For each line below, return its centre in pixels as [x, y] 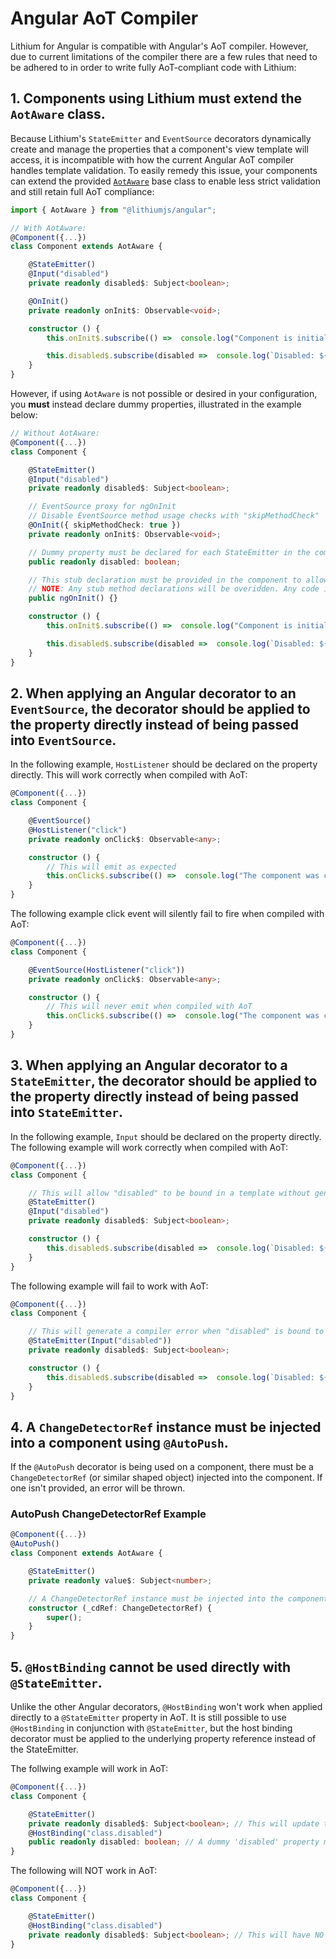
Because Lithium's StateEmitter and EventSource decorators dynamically [161, 138]
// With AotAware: [48, 228]
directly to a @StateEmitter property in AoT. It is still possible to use [148, 1718]
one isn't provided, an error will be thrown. [98, 1488]
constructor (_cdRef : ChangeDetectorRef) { [120, 1608]
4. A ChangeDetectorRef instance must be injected [166, 1427]
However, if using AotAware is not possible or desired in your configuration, [164, 393]
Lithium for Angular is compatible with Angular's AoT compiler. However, [159, 46]
